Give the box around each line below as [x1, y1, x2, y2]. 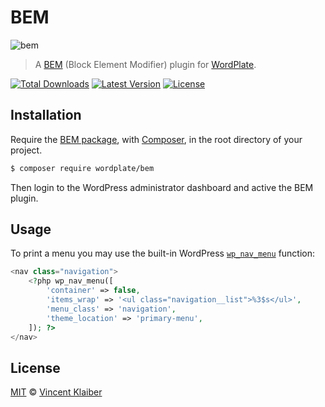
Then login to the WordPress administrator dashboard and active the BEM [10, 181, 314, 193]
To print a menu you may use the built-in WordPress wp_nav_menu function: [10, 247, 316, 260]
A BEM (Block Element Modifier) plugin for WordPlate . [34, 58, 257, 70]
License [10, 359, 61, 376]
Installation [10, 107, 82, 124]
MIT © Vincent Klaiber [10, 386, 103, 398]
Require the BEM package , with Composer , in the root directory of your [10, 133, 303, 145]
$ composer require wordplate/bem [10, 163, 155, 173]
